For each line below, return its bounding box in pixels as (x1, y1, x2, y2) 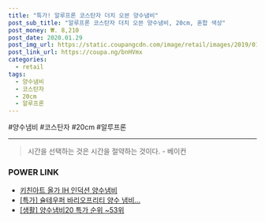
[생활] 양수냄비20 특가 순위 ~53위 (19, 205, 125, 215)
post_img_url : (8, 41, 55, 49)
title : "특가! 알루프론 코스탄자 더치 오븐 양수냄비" (8, 11, 159, 20)
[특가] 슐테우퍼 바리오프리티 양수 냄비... (19, 195, 140, 205)
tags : (8, 70, 26, 78)
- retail (15, 63, 44, 71)
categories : (8, 56, 47, 64)
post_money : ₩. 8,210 (8, 26, 80, 34)
